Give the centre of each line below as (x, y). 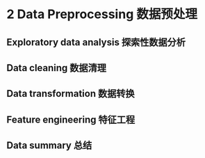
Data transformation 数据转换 (71, 94)
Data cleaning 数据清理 (57, 68)
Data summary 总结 (49, 146)
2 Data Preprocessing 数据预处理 (102, 14)
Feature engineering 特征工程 (71, 119)
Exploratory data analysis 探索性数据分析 (96, 42)
